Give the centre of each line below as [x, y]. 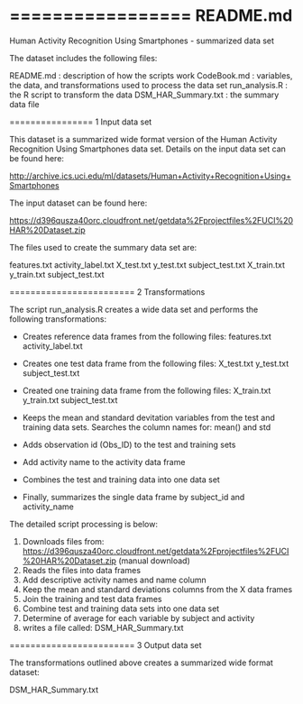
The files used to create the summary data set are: [103, 247]
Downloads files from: [63, 541]
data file [25, 104]
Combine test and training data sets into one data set [121, 608]
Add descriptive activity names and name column [115, 580]
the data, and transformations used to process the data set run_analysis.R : [149, 85]
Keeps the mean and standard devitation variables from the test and [148, 417]
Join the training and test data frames [92, 599]
